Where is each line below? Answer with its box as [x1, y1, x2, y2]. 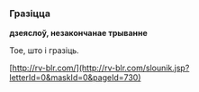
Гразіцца [9, 7, 51, 20]
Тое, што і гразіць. [9, 45, 79, 56]
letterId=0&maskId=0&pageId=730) [9, 72, 141, 83]
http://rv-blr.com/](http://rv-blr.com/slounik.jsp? [12, 62, 190, 74]
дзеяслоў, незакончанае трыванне [9, 28, 149, 39]
